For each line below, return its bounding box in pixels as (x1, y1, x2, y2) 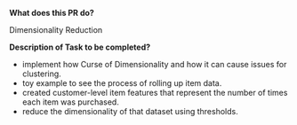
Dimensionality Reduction (9, 25, 103, 35)
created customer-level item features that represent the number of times (21, 88, 288, 98)
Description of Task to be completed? (9, 42, 151, 52)
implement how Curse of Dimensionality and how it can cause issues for (21, 59, 287, 69)
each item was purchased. (21, 97, 120, 107)
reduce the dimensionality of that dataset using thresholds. (21, 106, 238, 116)
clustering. (21, 68, 62, 79)
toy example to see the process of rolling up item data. (21, 78, 222, 88)
